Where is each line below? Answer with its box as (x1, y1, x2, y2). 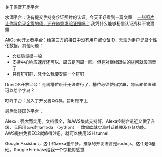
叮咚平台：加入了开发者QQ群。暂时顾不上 (5, 98, 88, 103)
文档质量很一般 (12, 53, 42, 59)
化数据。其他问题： (5, 43, 44, 48)
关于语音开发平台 (5, 4, 39, 10)
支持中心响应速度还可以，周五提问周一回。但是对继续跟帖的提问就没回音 (12, 59, 156, 65)
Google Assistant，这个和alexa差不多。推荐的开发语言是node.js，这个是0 (5, 141, 151, 146)
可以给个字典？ (5, 87, 35, 93)
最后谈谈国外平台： (5, 108, 44, 114)
